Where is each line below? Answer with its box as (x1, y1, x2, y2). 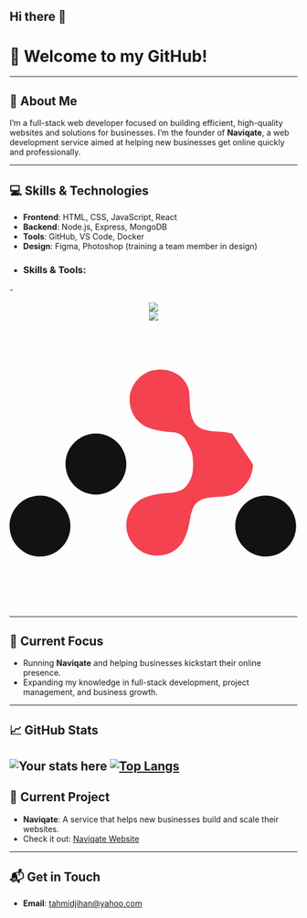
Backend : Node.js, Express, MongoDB (22, 221, 167, 232)
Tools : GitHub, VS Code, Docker (22, 230, 144, 242)
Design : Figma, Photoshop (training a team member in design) (22, 240, 258, 251)
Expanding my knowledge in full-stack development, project (22, 677, 249, 688)
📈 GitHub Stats (9, 723, 99, 738)
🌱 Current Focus (9, 633, 104, 649)
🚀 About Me (9, 93, 78, 109)
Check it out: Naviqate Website (22, 833, 140, 844)
